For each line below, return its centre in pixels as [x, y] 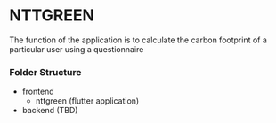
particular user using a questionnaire [77, 49]
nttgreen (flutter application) [87, 101]
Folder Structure [45, 72]
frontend [38, 92]
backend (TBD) [50, 111]
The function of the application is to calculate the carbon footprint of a [138, 40]
